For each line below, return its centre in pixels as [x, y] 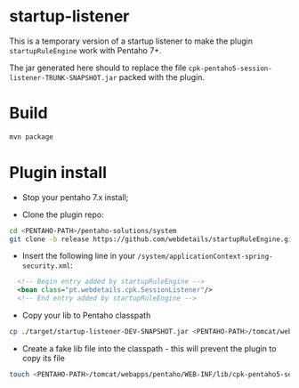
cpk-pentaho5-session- [230, 69]
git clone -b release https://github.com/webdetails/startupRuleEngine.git [153, 239]
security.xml [46, 266]
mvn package [31, 137]
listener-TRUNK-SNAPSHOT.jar [63, 77]
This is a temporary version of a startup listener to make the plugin [131, 41]
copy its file [43, 358]
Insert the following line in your [79, 256]
